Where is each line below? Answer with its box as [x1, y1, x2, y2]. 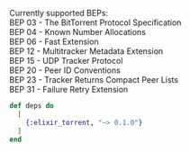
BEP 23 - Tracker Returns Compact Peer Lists [9, 75, 178, 84]
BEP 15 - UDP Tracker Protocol [9, 56, 123, 66]
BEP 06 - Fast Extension [9, 36, 99, 47]
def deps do [9, 102, 54, 111]
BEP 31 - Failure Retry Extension [9, 84, 129, 94]
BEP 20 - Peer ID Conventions [9, 65, 122, 75]
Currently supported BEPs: [9, 8, 109, 18]
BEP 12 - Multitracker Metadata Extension [9, 46, 164, 57]
